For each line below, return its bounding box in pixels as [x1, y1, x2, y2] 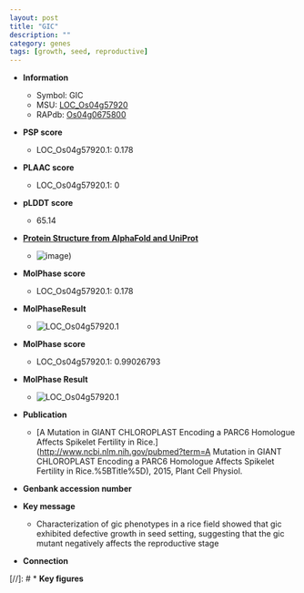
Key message [22, 501, 76, 512]
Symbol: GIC [35, 90, 84, 101]
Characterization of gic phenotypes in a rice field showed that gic [35, 518, 282, 529]
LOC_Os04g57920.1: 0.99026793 [35, 356, 161, 367]
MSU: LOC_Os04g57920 [35, 99, 129, 110]
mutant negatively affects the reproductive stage [35, 538, 219, 549]
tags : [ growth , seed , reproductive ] [9, 47, 148, 56]
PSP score [22, 127, 63, 138]
